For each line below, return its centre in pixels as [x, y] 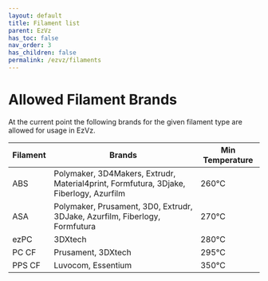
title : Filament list [44, 23]
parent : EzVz [30, 30]
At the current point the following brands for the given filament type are [126, 121]
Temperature [228, 160]
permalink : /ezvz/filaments [55, 61]
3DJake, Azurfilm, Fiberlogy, [107, 216]
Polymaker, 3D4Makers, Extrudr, [115, 173]
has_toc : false [33, 38]
